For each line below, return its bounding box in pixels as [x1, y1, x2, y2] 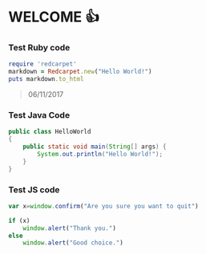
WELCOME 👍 [8, 8, 100, 26]
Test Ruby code [8, 42, 71, 54]
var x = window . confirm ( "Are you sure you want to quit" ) [8, 202, 199, 210]
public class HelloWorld [8, 127, 91, 136]
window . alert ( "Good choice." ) [22, 239, 124, 247]
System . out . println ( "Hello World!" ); [37, 151, 163, 159]
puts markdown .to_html [8, 75, 84, 83]
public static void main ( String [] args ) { [22, 143, 167, 151]
